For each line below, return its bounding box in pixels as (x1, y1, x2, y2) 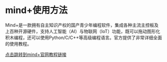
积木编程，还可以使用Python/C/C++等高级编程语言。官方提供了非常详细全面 (5, 34, 162, 40)
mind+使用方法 (5, 4, 68, 16)
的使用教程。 (5, 40, 31, 46)
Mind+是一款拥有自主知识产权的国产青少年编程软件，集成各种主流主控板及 (5, 22, 159, 28)
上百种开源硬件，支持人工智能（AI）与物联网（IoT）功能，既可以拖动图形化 (5, 28, 160, 34)
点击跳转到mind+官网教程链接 (5, 51, 66, 57)
